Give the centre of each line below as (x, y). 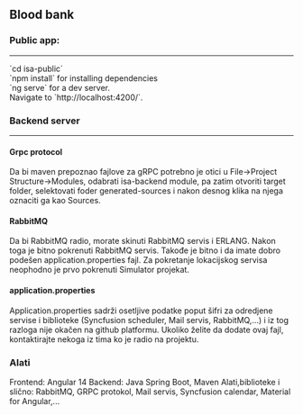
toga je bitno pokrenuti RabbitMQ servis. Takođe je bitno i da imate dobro (145, 250)
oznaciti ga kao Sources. (55, 201)
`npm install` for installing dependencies (83, 78)
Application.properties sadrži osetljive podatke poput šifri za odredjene (141, 311)
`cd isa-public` (36, 68)
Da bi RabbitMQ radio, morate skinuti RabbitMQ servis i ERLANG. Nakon (143, 241)
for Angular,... (35, 401)
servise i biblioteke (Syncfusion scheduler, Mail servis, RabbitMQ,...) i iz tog (149, 320)
